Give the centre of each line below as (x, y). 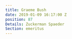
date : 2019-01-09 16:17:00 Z (36, 15)
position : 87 (19, 19)
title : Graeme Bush (26, 10)
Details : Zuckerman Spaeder (35, 24)
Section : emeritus (25, 29)
